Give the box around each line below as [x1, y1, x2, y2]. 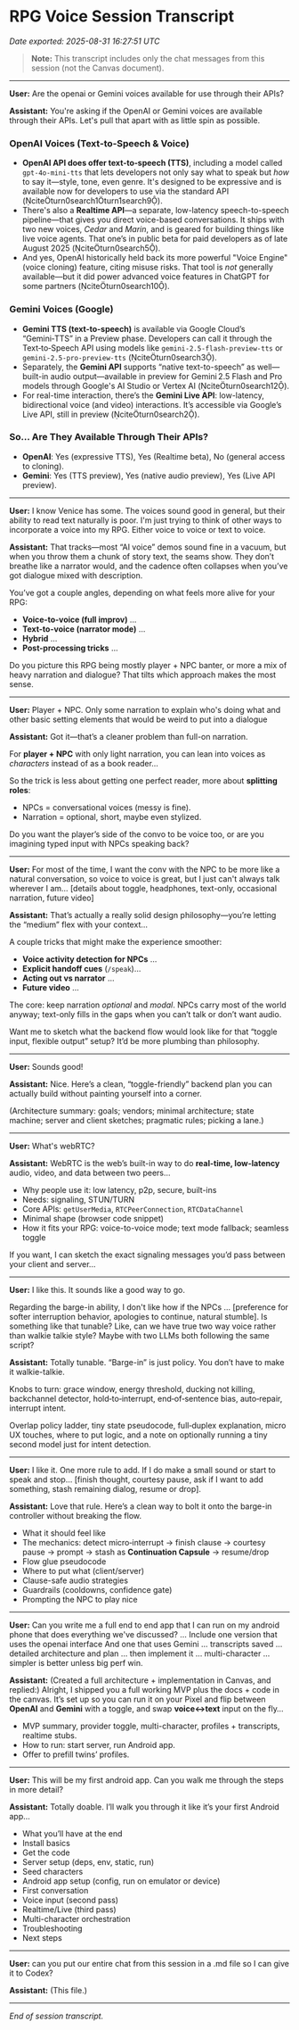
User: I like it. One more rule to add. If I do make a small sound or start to [9, 1464, 276, 1475]
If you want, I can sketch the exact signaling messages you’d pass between [9, 1249, 287, 1260]
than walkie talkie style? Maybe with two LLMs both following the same [9, 1330, 270, 1340]
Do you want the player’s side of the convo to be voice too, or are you [9, 828, 264, 840]
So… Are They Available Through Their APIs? [9, 431, 209, 443]
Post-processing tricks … [21, 642, 118, 653]
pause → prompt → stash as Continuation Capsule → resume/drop [21, 1546, 270, 1557]
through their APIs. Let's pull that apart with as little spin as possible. [9, 114, 261, 126]
